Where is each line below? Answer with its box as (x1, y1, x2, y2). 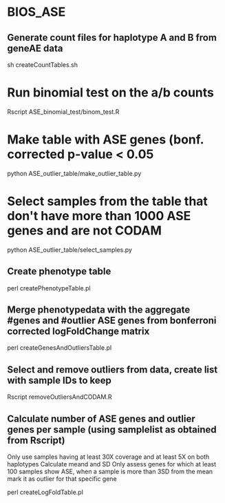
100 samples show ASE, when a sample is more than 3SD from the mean (7, 467, 213, 476)
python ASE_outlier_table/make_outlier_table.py (7, 169, 142, 177)
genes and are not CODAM (7, 223, 162, 239)
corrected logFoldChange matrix (7, 326, 150, 337)
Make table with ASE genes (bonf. (7, 132, 204, 148)
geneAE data (7, 42, 63, 54)
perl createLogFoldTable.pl (7, 488, 84, 497)
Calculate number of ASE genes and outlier (7, 413, 196, 424)
